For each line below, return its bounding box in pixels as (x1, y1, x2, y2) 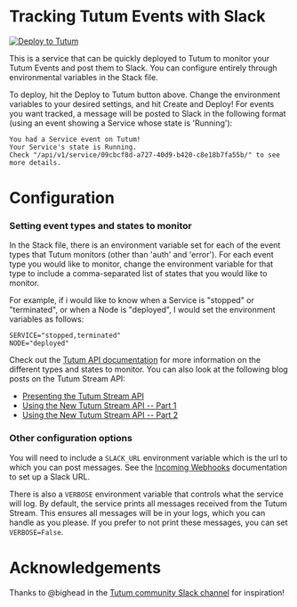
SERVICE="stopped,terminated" (9, 332, 122, 340)
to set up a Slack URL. (9, 471, 91, 482)
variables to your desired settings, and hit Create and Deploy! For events (9, 98, 275, 109)
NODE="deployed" (9, 339, 69, 349)
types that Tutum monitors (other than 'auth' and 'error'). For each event (9, 250, 274, 260)
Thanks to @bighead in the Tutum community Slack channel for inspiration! (9, 586, 285, 598)
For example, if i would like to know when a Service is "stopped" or (9, 295, 255, 306)
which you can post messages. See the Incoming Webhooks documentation (9, 462, 287, 472)
